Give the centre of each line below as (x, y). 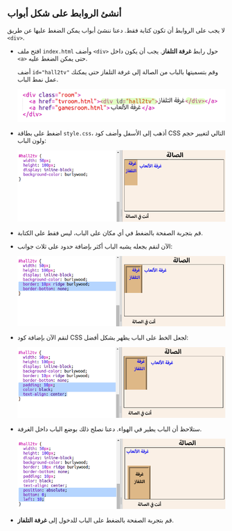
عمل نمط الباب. (38, 79)
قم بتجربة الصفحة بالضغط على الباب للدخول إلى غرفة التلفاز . (96, 520)
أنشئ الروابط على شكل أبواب (64, 14)
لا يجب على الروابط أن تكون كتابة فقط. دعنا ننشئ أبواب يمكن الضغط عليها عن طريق (116, 30)
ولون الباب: (32, 140)
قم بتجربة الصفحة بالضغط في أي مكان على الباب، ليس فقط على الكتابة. (110, 233)
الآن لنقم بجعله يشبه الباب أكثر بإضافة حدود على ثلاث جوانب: (95, 246)
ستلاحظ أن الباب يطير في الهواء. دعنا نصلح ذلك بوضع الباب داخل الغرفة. (109, 429)
